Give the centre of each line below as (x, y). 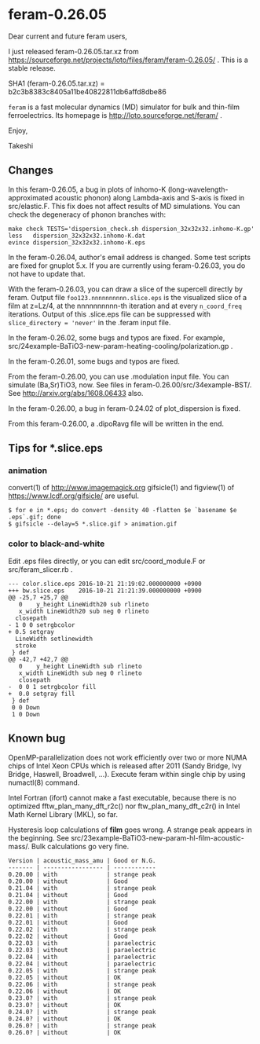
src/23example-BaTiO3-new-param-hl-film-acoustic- (157, 837)
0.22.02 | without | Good (68, 936)
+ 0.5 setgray (31, 632)
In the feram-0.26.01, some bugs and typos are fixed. (94, 361)
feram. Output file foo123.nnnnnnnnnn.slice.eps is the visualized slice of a (128, 297)
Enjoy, (18, 130)
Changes (31, 170)
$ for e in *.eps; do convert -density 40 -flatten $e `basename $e (123, 511)
